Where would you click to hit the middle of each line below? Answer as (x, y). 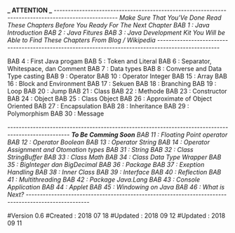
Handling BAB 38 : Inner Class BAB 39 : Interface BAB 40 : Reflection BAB (114, 172)
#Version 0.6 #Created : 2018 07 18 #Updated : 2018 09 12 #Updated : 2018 (116, 215)
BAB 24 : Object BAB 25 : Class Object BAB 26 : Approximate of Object (110, 99)
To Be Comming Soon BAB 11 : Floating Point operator (149, 134)
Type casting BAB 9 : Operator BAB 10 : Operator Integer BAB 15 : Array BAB (117, 76)
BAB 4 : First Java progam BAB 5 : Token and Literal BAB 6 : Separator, (109, 61)
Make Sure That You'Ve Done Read (170, 18)
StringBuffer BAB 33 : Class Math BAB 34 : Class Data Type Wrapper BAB (114, 157)
